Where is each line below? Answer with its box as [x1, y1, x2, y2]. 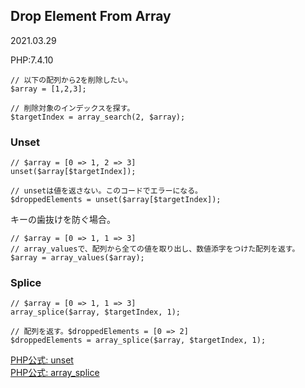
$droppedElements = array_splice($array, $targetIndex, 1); [10, 335, 267, 346]
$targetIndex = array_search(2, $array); [10, 112, 186, 122]
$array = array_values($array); [10, 253, 145, 263]
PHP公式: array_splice [10, 367, 100, 379]
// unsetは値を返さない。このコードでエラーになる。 [10, 186, 203, 196]
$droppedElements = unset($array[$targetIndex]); [10, 195, 222, 205]
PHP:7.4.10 [10, 54, 54, 66]
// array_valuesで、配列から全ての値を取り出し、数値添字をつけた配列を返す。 [10, 244, 300, 254]
